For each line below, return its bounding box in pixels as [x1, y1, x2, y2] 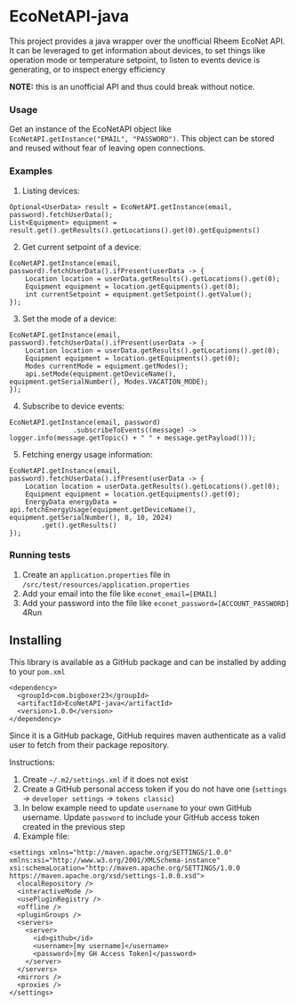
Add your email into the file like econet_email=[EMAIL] [21, 588, 218, 598]
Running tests [9, 549, 71, 562]
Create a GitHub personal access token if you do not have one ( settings [21, 783, 287, 794]
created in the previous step [21, 821, 125, 832]
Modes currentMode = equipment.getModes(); [25, 361, 189, 370]
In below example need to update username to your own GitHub [21, 802, 252, 813]
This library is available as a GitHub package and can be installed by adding [9, 656, 286, 667]
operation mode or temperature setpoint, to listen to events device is [9, 54, 261, 65]
